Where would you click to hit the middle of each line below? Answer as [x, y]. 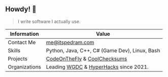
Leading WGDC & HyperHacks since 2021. [97, 67]
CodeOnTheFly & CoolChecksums [87, 58]
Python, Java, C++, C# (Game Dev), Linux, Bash [103, 50]
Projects [18, 58]
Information [24, 34]
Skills [14, 50]
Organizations [25, 67]
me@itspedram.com [70, 42]
